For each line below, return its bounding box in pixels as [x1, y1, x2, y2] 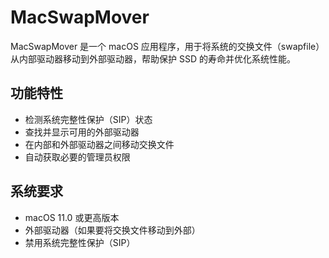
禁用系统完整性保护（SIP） [24, 236, 136, 248]
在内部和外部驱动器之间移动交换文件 [24, 138, 175, 150]
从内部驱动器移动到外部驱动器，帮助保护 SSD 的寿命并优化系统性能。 [10, 52, 296, 65]
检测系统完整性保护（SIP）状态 [24, 113, 153, 125]
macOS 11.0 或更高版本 [24, 211, 120, 223]
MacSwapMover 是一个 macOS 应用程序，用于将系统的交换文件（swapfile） [10, 40, 325, 52]
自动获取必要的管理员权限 [24, 151, 131, 163]
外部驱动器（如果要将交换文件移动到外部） [24, 224, 201, 236]
